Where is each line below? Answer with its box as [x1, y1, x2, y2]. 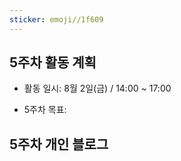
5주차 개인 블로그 [9, 136, 109, 153]
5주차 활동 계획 [9, 54, 97, 71]
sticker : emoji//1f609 [9, 14, 104, 25]
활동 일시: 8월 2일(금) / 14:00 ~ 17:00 [23, 82, 172, 95]
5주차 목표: [23, 104, 67, 116]
